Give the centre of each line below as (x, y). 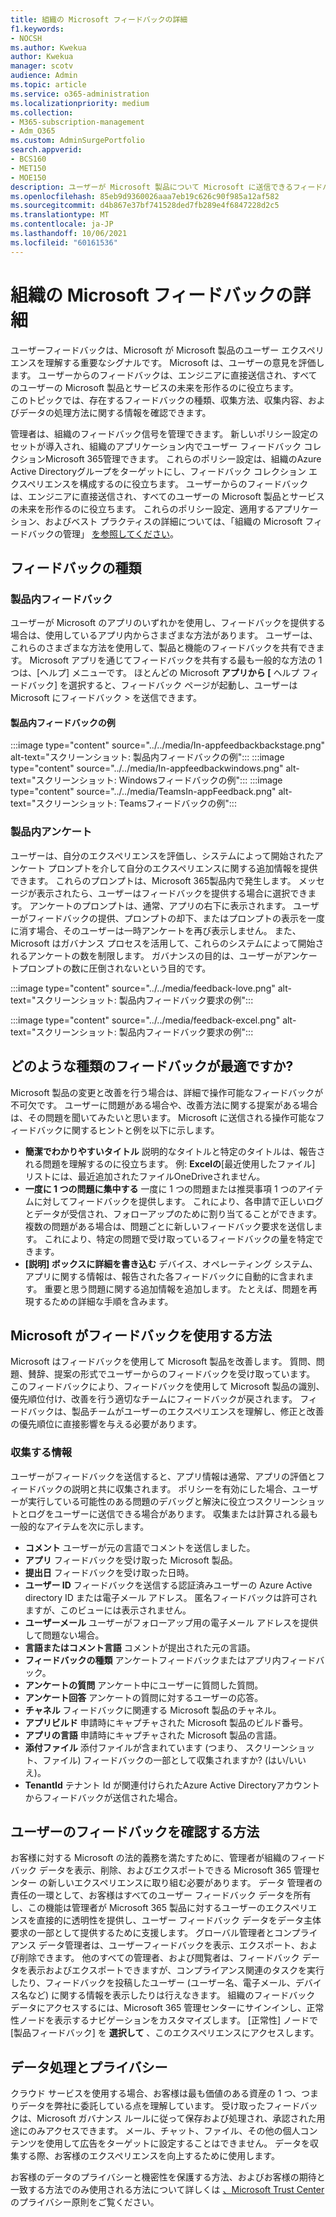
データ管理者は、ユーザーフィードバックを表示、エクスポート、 (169, 1945)
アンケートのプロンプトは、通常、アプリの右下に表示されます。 (160, 905)
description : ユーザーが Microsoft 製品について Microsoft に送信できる (151, 187)
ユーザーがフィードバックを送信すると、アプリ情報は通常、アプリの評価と (163, 1476)
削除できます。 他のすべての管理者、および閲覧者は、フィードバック (159, 1958)
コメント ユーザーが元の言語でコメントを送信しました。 (140, 1547)
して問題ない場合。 (64, 1635)
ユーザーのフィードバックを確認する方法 (135, 1832)
